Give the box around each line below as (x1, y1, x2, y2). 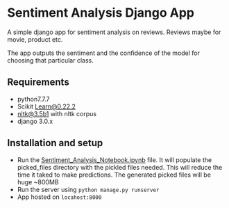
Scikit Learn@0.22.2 (17, 102, 76, 111)
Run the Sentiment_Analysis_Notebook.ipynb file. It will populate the (17, 155, 212, 164)
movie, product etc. (7, 35, 63, 43)
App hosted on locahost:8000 (17, 193, 102, 201)
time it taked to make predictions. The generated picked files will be (17, 170, 212, 179)
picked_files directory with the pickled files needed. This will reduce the (17, 163, 223, 171)
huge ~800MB (17, 177, 59, 186)
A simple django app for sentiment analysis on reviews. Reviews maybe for (7, 28, 221, 36)
